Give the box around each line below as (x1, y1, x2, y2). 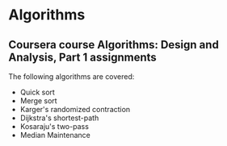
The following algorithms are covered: (8, 72, 135, 81)
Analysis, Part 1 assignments (8, 50, 158, 64)
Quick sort (19, 87, 55, 97)
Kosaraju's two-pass (19, 122, 89, 131)
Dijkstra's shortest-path (19, 113, 99, 123)
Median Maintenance (19, 131, 90, 140)
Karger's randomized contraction (19, 105, 131, 114)
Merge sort (19, 96, 58, 106)
